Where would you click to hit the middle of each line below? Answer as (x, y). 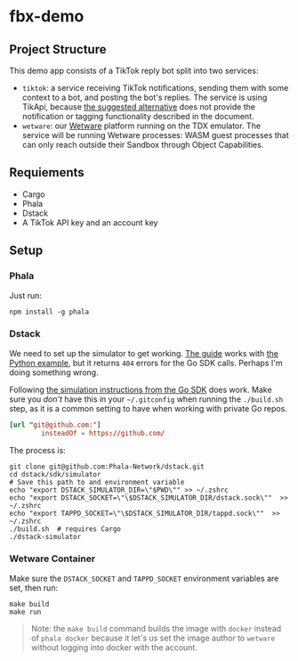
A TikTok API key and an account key (90, 222)
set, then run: (34, 588)
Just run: (26, 295)
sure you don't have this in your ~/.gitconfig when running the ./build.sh (146, 399)
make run (25, 612)
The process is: (38, 450)
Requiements (47, 172)
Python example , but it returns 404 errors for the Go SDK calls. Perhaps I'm (146, 363)
